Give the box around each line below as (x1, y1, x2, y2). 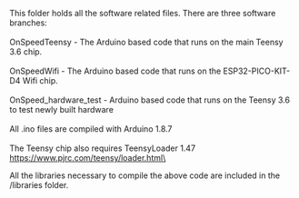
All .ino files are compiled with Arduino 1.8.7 (9, 124, 173, 134)
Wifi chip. (22, 75, 59, 85)
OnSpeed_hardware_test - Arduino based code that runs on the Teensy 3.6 (9, 94, 291, 105)
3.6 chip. (9, 46, 43, 57)
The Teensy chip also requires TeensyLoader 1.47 (9, 143, 196, 153)
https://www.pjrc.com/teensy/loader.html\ (9, 153, 166, 163)
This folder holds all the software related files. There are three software (9, 8, 276, 18)
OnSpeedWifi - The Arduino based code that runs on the (9, 65, 222, 76)
